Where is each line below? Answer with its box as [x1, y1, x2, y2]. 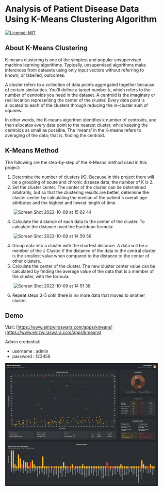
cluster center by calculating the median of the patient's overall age [12, 194, 147, 200]
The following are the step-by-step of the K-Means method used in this [5, 159, 147, 165]
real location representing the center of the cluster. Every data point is [5, 97, 145, 103]
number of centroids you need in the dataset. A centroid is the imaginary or [5, 92, 156, 98]
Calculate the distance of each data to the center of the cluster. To [12, 219, 145, 224]
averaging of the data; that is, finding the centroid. [5, 132, 105, 138]
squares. [5, 107, 23, 113]
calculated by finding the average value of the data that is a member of [12, 268, 154, 274]
